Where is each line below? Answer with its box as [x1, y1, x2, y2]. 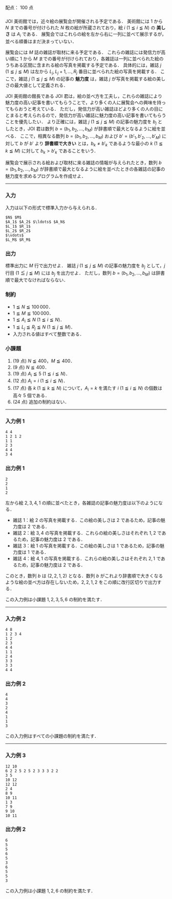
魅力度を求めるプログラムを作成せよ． [5, 173, 86, 179]
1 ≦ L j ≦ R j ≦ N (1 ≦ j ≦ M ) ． [12, 324, 75, 331]
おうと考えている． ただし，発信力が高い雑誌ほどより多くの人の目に [18, 105, 163, 112]
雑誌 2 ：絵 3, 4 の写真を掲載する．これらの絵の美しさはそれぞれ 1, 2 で [12, 530, 162, 536]
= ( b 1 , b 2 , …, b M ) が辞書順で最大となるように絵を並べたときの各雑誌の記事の [5, 166, 165, 173]
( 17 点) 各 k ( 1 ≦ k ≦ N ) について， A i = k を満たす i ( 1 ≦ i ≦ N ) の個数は [12, 385, 163, 392]
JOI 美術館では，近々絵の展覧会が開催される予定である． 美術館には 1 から [5, 18, 163, 24]
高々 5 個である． [12, 392, 50, 399]
